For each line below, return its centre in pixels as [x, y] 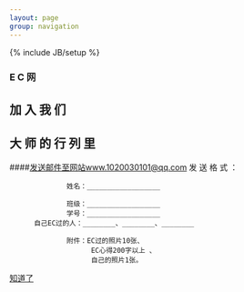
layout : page [34, 18]
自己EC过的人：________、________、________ [114, 223]
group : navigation [44, 26]
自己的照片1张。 [117, 260]
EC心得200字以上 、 [123, 250]
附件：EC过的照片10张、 [105, 241]
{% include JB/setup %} [55, 52]
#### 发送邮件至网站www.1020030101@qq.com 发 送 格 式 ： [124, 167]
